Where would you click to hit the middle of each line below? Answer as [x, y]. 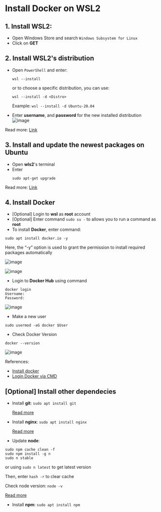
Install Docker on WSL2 [53, 8]
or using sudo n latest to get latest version [48, 467]
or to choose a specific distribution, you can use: [61, 88]
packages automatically [29, 253]
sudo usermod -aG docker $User [37, 325]
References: [17, 362]
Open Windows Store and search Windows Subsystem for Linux [75, 38]
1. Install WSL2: [29, 26]
